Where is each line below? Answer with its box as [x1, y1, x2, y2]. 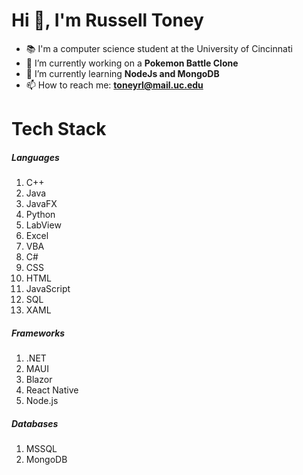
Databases [11, 417, 59, 429]
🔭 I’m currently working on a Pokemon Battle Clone [25, 57, 239, 69]
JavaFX [25, 198, 58, 210]
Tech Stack [11, 118, 107, 141]
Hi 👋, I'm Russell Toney [11, 9, 204, 32]
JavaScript [25, 283, 71, 295]
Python [25, 209, 56, 221]
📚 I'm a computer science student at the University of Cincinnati [25, 42, 293, 54]
